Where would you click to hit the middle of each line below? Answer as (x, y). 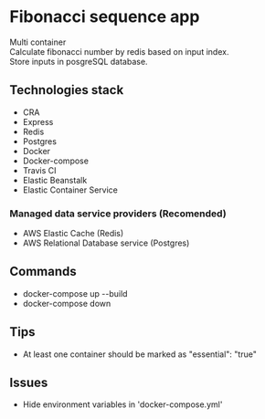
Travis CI (39, 170)
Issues (29, 383)
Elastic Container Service (70, 190)
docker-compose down (67, 303)
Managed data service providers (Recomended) (118, 214)
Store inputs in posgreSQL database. (79, 61)
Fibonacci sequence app (105, 17)
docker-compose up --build (75, 293)
